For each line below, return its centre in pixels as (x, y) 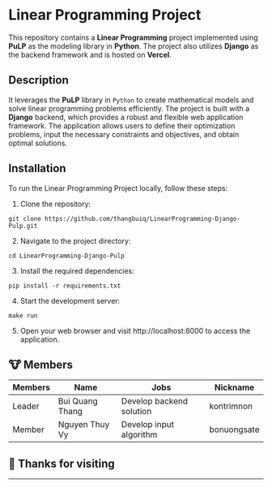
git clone (25, 218)
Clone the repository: (55, 204)
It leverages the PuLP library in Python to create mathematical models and (131, 100)
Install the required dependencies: (77, 270)
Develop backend (155, 401)
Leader (26, 406)
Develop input (148, 425)
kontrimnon (231, 406)
